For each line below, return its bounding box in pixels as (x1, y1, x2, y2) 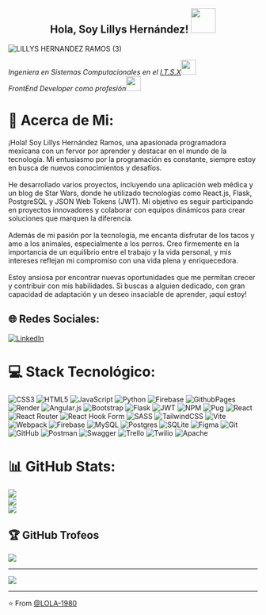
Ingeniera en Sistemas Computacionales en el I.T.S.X (8, 67, 182, 76)
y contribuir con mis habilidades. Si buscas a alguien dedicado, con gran (8, 281, 245, 290)
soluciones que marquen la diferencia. (8, 213, 133, 223)
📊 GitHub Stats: (8, 457, 116, 475)
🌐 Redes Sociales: (8, 313, 101, 326)
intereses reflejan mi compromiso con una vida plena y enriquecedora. (8, 256, 239, 265)
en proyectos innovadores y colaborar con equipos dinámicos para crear (8, 205, 245, 214)
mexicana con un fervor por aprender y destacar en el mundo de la (8, 146, 227, 156)
